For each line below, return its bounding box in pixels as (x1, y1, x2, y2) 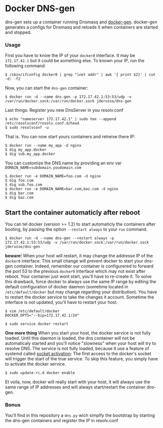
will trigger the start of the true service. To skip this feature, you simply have (5, 356, 158, 362)
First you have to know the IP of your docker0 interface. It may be (5, 53, 135, 58)
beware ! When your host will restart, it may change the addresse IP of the (5, 253, 153, 259)
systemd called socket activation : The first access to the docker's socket (5, 351, 152, 357)
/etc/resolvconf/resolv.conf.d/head (5, 121, 79, 126)
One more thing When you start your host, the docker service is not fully (5, 330, 151, 336)
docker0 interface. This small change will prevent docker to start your (5, 258, 144, 264)
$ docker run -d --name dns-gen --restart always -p (5, 236, 114, 241)
